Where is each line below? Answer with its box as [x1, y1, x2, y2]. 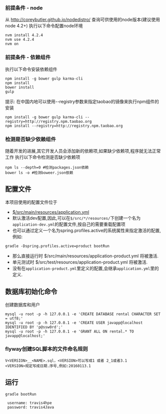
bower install [5, 84, 35, 90]
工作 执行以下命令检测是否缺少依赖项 [5, 154, 80, 160]
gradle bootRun [5, 392, 37, 397]
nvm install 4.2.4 [5, 33, 43, 38]
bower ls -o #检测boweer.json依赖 [5, 170, 73, 175]
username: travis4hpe [7, 400, 52, 406]
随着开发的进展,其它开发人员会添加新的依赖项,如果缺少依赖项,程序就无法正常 [5, 148, 161, 154]
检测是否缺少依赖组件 [5, 136, 56, 143]
